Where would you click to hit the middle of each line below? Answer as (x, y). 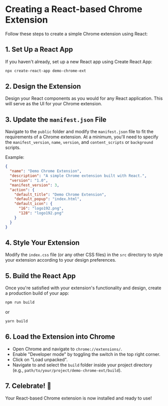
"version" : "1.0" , (29, 180)
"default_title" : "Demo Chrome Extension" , (60, 194)
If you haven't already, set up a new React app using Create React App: (79, 62)
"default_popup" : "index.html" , (48, 199)
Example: (15, 157)
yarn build (17, 321)
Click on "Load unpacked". (40, 359)
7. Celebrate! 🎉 (28, 386)
